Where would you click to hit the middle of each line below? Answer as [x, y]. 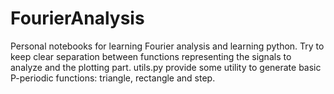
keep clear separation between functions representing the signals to [151, 56]
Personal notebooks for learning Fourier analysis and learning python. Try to [167, 46]
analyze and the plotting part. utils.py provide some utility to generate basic [166, 67]
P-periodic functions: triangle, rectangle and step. [113, 78]
